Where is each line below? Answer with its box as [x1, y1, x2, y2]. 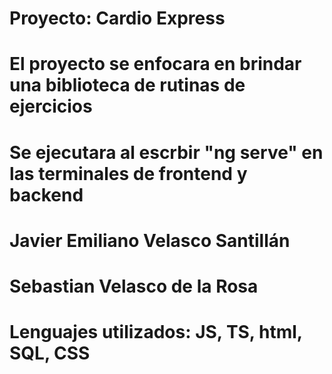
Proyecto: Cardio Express [9, 7, 226, 30]
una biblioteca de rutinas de [9, 74, 246, 97]
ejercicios [9, 95, 93, 118]
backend [9, 183, 84, 206]
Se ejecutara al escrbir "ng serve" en [9, 141, 324, 164]
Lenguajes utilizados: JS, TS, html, [9, 321, 303, 344]
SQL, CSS [9, 342, 91, 365]
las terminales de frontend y [9, 162, 248, 185]
